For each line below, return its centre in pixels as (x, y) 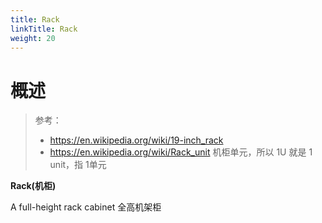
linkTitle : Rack (44, 29)
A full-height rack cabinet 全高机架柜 (86, 207)
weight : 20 (33, 38)
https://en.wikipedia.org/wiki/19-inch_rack (136, 140)
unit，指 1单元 (78, 165)
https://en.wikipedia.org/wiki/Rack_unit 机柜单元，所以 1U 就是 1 (181, 152)
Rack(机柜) (33, 186)
